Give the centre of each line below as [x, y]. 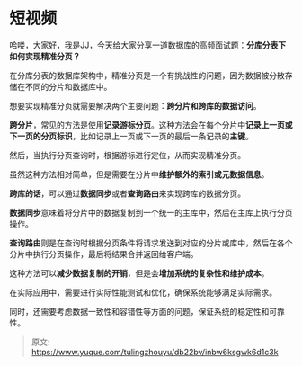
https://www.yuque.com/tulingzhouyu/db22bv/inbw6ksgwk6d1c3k [155, 352]
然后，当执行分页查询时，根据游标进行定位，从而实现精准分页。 [127, 155]
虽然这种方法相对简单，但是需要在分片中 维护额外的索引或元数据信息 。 [139, 174]
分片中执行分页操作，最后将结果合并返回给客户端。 [104, 254]
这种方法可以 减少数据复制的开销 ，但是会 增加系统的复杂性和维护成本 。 [139, 273]
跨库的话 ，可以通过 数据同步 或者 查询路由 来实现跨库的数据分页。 [127, 193]
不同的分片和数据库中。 [68, 86]
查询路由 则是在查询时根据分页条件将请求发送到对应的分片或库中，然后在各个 [151, 243]
